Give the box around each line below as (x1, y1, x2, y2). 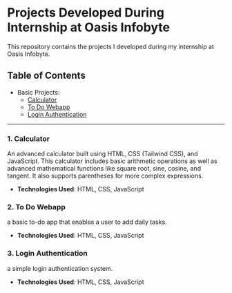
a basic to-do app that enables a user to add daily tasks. (7, 218, 167, 226)
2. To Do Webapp (7, 202, 66, 211)
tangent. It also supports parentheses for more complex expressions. (7, 171, 204, 180)
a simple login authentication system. (7, 264, 113, 272)
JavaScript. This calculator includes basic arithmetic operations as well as (7, 157, 217, 165)
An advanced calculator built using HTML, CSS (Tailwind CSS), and (7, 150, 198, 158)
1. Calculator (7, 133, 50, 143)
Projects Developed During (7, 5, 164, 21)
